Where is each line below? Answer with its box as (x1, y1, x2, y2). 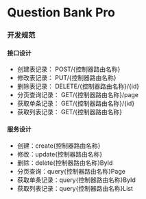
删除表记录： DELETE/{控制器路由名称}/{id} (16, 82, 139, 90)
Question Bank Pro (7, 5, 115, 21)
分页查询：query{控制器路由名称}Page (16, 167, 125, 175)
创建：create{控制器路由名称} (16, 142, 101, 150)
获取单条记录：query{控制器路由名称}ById (16, 176, 136, 184)
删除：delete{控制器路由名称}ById (16, 159, 113, 167)
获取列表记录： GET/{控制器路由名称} (16, 108, 122, 116)
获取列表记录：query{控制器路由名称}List (16, 184, 134, 192)
